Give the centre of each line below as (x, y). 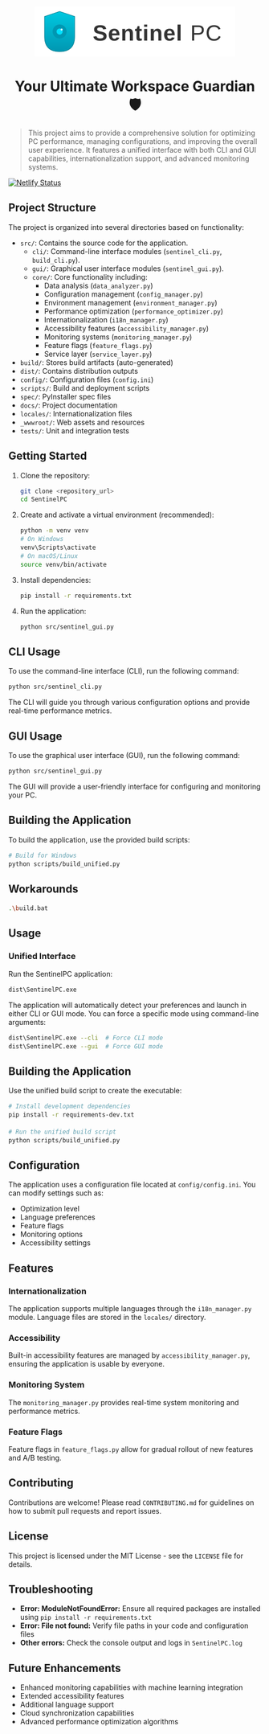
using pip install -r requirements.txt (86, 1617)
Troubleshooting (51, 1589)
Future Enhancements (65, 1668)
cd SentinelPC (43, 500)
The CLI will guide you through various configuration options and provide (129, 703)
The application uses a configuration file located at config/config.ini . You (132, 1185)
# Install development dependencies (69, 1107)
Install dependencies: (55, 580)
